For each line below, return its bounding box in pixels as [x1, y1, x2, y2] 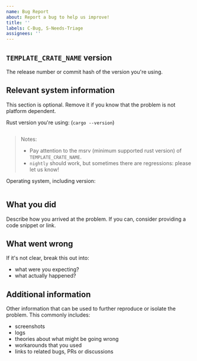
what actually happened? [14, 272, 76, 279]
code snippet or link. [6, 221, 56, 228]
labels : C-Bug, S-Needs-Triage [6, 25, 83, 31]
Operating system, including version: [6, 177, 96, 184]
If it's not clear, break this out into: [6, 254, 90, 262]
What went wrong [6, 238, 73, 249]
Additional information [6, 289, 91, 299]
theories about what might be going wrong [14, 336, 119, 343]
